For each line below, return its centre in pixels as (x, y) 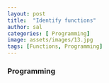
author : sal (25, 27)
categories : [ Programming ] (49, 33)
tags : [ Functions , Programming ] (55, 46)
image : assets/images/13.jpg (50, 40)
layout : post (27, 14)
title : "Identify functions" (52, 20)
